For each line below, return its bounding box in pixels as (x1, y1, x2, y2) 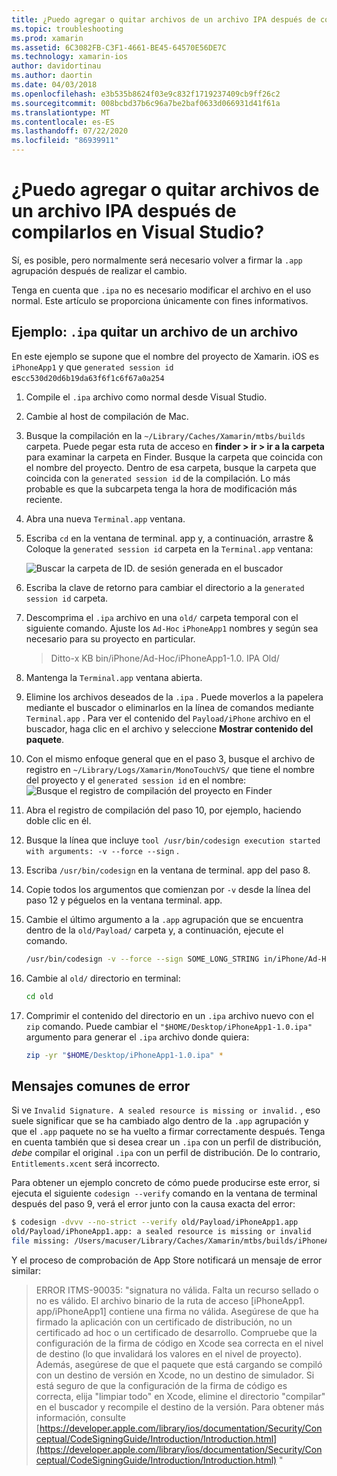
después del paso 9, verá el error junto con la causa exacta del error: (11, 1198, 296, 1210)
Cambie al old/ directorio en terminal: (25, 972, 181, 984)
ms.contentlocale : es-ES (11, 117, 115, 127)
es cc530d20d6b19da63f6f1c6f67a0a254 (11, 371, 165, 383)
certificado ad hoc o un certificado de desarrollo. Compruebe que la (35, 1326, 318, 1338)
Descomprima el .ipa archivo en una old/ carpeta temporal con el (25, 611, 299, 623)
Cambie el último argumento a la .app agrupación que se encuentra (25, 913, 304, 925)
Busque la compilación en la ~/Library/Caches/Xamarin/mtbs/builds (25, 429, 306, 441)
